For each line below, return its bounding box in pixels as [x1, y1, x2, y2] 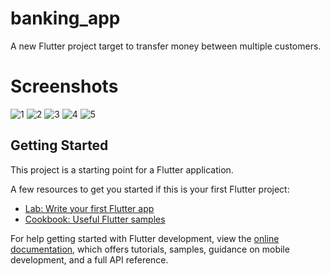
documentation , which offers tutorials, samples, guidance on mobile [10, 243, 290, 255]
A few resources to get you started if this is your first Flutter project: [10, 183, 290, 195]
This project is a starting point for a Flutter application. [10, 163, 234, 176]
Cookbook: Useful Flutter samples [24, 213, 166, 225]
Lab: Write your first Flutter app [24, 202, 155, 214]
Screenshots [10, 75, 119, 98]
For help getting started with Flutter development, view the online [10, 232, 280, 244]
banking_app [10, 7, 121, 30]
